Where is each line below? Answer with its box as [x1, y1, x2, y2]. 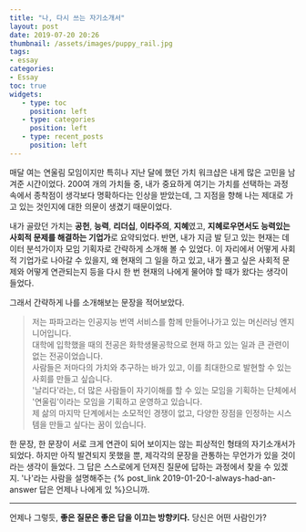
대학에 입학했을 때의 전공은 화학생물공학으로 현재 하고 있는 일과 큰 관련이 [31, 339, 290, 349]
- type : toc [21, 98, 67, 108]
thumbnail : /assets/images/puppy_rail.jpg [9, 38, 173, 48]
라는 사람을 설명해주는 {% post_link [33, 472, 161, 484]
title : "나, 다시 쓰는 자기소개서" [9, 13, 126, 23]
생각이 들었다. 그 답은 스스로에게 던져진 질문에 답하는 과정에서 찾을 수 [25, 461, 271, 472]
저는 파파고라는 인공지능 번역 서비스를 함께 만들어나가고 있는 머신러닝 [31, 316, 278, 327]
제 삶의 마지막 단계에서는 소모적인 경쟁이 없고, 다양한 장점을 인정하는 [31, 407, 275, 418]
